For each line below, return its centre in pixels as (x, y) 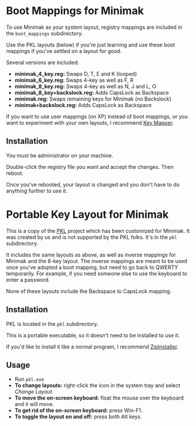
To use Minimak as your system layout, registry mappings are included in (94, 27)
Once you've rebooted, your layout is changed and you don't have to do (93, 184)
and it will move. (34, 404)
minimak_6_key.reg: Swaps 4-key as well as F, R (74, 80)
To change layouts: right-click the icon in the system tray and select (97, 385)
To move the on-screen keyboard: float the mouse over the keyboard (99, 398)
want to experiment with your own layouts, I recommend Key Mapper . (90, 122)
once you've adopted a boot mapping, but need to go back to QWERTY (92, 267)
